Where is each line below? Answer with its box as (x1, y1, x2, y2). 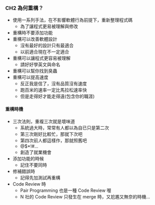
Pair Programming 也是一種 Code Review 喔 (20, 187, 111, 193)
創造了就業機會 (20, 149, 52, 155)
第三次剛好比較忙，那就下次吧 (20, 131, 83, 137)
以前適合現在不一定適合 (20, 49, 69, 55)
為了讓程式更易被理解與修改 (20, 23, 79, 30)
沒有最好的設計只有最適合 (20, 42, 74, 49)
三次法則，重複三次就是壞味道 (12, 118, 75, 124)
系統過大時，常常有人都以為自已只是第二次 (20, 125, 109, 131)
